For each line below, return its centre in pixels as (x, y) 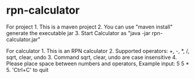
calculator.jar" (23, 39)
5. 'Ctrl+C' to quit (27, 69)
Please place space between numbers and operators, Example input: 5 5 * (98, 64)
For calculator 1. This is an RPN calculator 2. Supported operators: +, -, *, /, (98, 50)
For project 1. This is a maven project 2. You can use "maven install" (89, 27)
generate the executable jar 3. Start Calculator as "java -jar (78, 33)
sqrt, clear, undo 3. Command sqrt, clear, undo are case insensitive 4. (92, 57)
